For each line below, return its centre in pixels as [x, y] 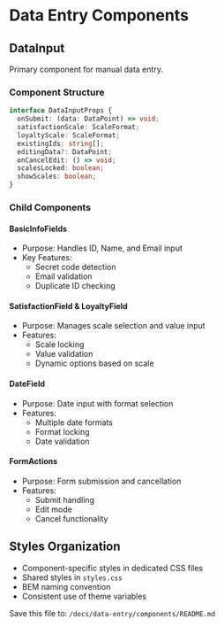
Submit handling [65, 499]
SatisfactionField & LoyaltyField [68, 306]
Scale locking [60, 344]
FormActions [34, 461]
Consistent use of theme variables [84, 596]
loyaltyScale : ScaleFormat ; [69, 135]
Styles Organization [65, 547]
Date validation [62, 441]
